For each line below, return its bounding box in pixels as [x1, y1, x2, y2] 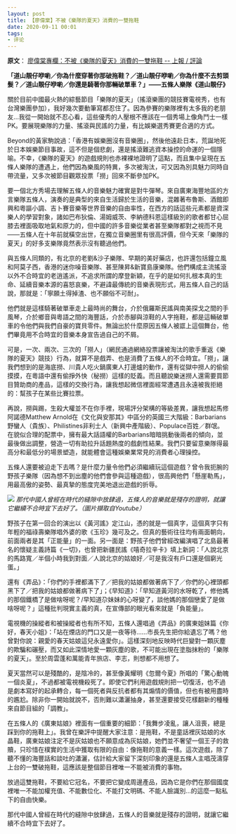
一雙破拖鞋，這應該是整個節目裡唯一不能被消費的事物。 [25, 763, 186, 772]
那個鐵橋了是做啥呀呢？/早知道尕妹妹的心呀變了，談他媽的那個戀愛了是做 [13, 595, 225, 604]
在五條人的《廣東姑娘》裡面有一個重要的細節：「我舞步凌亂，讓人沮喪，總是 [7, 719, 226, 727]
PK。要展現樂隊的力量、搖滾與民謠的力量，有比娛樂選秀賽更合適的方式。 [7, 121, 219, 130]
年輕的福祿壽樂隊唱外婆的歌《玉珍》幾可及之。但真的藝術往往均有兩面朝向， [7, 528, 229, 536]
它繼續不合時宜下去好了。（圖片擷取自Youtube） [7, 504, 145, 512]
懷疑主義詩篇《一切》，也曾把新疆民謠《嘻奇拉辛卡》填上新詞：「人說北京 [19, 545, 229, 554]
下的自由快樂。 [7, 795, 51, 804]
